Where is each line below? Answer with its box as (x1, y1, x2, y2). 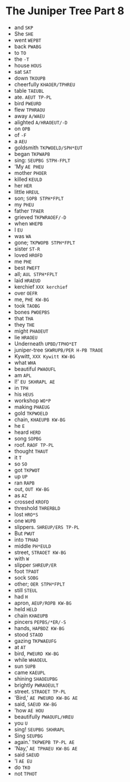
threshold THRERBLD (14, 504, 61, 511)
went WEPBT (14, 36, 42, 43)
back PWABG (14, 43, 42, 50)
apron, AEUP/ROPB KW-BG (14, 599, 72, 606)
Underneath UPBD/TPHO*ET (14, 340, 77, 347)
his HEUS (14, 390, 34, 398)
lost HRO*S (14, 511, 39, 518)
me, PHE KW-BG (14, 296, 49, 303)
